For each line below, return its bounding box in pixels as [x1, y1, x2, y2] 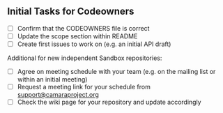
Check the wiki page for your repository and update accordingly [17, 98, 201, 107]
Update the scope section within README [17, 31, 138, 40]
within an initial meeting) [17, 75, 88, 84]
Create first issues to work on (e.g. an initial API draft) [17, 40, 171, 48]
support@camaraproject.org [17, 91, 100, 99]
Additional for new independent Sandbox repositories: [7, 54, 162, 62]
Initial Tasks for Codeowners [7, 6, 134, 17]
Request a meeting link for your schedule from [17, 83, 151, 91]
